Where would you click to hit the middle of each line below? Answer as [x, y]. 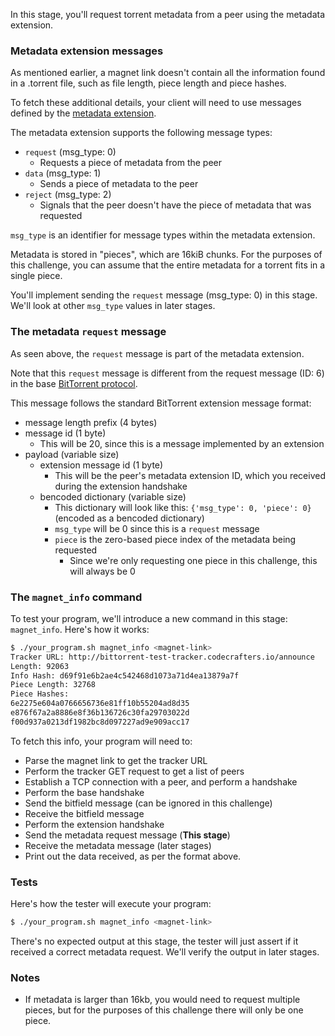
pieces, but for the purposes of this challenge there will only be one [164, 1010]
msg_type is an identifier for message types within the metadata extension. [163, 235]
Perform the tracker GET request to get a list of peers [134, 771]
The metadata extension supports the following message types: [141, 133]
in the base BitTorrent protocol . [74, 383]
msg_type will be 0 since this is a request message [157, 528]
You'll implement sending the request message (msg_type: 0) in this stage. [164, 295]
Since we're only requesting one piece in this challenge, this [193, 560]
